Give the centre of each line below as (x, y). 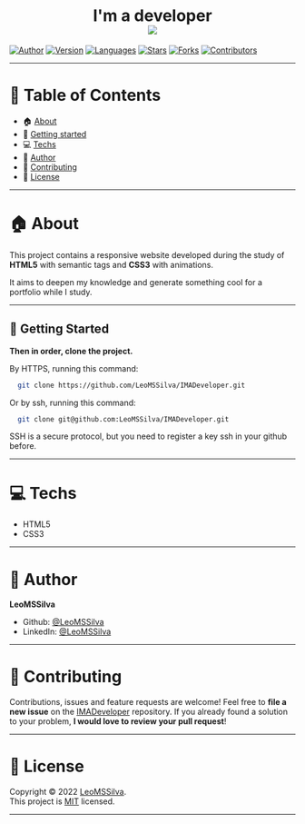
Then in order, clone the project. (71, 351)
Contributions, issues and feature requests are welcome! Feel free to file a (148, 702)
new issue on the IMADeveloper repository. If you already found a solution (149, 712)
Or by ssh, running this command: (73, 402)
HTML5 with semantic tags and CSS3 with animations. (112, 264)
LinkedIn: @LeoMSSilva (67, 631)
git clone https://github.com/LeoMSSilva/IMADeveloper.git (132, 385)
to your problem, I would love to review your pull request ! (118, 721)
